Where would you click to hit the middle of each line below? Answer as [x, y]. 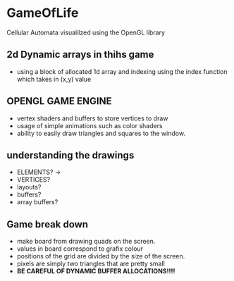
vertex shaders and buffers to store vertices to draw [92, 118]
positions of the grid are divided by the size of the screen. [101, 256]
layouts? [29, 187]
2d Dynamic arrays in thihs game [80, 55]
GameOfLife [43, 13]
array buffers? [37, 202]
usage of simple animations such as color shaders [90, 125]
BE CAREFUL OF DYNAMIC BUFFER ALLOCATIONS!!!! [96, 271]
